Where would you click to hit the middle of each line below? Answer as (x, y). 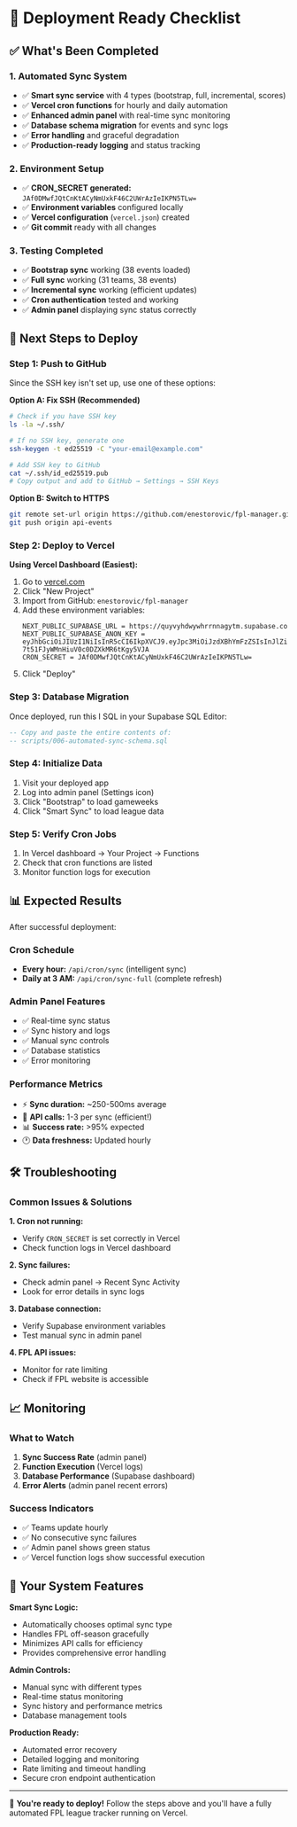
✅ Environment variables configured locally (103, 207)
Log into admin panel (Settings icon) (88, 792)
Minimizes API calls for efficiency (82, 1644)
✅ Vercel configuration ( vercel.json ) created (106, 217)
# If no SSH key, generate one (67, 441)
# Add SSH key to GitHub (55, 465)
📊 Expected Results (65, 901)
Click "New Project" (58, 591)
